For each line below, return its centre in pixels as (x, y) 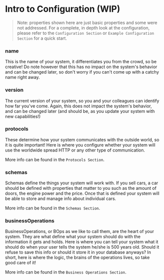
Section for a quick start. (42, 38)
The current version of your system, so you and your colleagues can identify (82, 101)
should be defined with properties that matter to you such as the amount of (81, 188)
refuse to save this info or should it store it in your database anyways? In (78, 252)
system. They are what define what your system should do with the (73, 237)
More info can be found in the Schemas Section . (53, 208)
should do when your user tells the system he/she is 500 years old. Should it (82, 247)
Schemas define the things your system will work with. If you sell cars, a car (82, 183)
